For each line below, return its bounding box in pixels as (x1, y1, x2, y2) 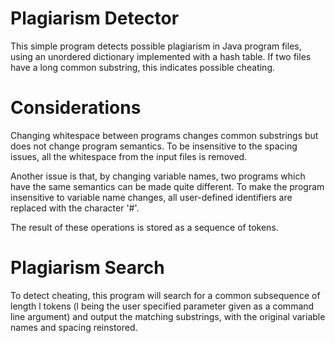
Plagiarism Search (10, 257, 165, 279)
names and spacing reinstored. (10, 321, 138, 333)
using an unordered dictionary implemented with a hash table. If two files (10, 50, 312, 62)
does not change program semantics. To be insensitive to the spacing (10, 140, 298, 152)
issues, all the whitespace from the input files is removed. (10, 150, 248, 162)
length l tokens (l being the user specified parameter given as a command (10, 300, 315, 312)
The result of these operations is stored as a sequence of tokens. (10, 221, 279, 233)
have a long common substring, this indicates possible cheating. (10, 61, 275, 73)
